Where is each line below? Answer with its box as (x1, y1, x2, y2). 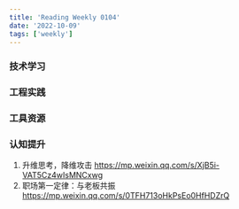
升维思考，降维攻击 (21, 160, 93, 171)
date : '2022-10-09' (9, 21, 81, 30)
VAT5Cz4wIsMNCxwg (21, 170, 104, 181)
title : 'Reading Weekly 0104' (9, 12, 121, 22)
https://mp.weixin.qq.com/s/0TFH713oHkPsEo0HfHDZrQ (21, 190, 230, 201)
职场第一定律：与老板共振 (21, 181, 116, 191)
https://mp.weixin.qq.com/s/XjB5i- (94, 160, 220, 171)
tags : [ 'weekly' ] (9, 29, 73, 38)
